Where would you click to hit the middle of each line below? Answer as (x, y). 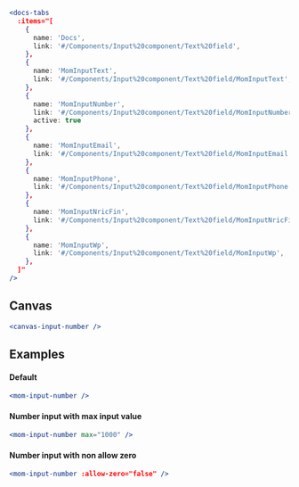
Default (23, 377)
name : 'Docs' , (59, 37)
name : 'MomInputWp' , (71, 245)
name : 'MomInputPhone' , (77, 178)
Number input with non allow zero (73, 455)
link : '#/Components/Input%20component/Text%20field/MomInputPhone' (162, 187)
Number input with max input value (76, 416)
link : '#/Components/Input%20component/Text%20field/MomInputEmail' (162, 153)
